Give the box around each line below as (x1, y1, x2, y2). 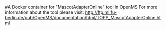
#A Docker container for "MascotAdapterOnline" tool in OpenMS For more (5, 4, 158, 10)
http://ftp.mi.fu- (85, 9, 117, 15)
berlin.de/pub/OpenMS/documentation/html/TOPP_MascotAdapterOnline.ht (5, 15, 161, 20)
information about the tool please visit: (5, 9, 84, 15)
